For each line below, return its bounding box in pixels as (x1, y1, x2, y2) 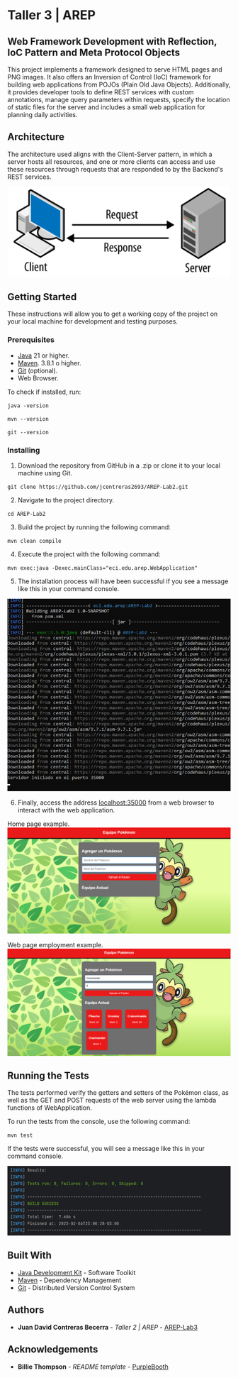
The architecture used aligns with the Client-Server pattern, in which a (7, 150, 212, 158)
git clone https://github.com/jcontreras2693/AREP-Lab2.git (7, 483, 189, 490)
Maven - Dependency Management (17, 1276, 122, 1284)
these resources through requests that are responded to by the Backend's (7, 165, 224, 173)
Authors (7, 1304, 45, 1316)
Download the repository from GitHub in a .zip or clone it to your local (17, 461, 221, 470)
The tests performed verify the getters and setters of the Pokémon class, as (7, 1088, 229, 1097)
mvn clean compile (7, 537, 62, 544)
